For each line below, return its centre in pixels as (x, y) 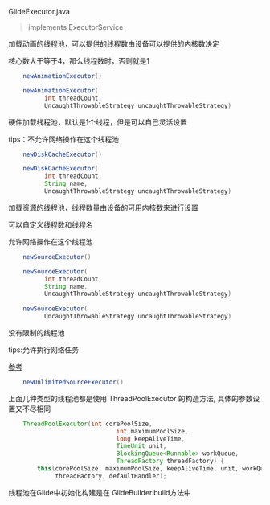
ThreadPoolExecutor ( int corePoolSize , (88, 424)
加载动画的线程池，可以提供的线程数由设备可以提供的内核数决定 (114, 44)
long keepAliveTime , (150, 439)
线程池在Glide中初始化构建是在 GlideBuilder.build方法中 (100, 492)
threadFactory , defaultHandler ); (111, 476)
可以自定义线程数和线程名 (51, 224)
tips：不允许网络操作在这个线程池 (63, 139)
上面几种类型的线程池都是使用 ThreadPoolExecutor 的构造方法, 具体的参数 (131, 398)
